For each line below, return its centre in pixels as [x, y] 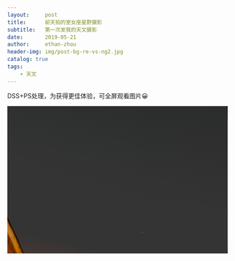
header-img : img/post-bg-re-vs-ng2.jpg [65, 52]
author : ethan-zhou [42, 45]
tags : [15, 67]
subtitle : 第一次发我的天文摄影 [52, 29]
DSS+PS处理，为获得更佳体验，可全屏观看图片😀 [78, 95]
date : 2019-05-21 [42, 37]
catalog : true [28, 60]
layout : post [33, 15]
